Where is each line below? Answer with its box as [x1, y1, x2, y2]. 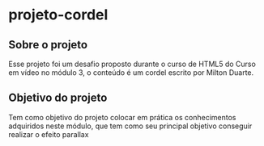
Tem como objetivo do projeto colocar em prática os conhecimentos [8, 112, 236, 122]
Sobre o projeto [8, 38, 87, 52]
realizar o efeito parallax [8, 129, 89, 139]
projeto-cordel [8, 6, 109, 24]
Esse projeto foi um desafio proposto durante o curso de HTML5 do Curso [8, 59, 257, 69]
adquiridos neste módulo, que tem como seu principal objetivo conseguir [8, 121, 253, 131]
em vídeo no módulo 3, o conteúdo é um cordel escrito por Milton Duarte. [8, 68, 254, 77]
